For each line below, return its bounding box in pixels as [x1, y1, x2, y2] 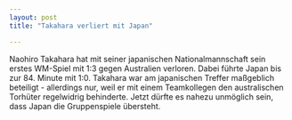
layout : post [9, 12, 58, 22]
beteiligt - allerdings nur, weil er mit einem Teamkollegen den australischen [9, 82, 284, 92]
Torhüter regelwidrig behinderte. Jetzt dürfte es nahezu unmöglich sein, [9, 91, 274, 102]
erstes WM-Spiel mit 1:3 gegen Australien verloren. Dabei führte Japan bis [9, 63, 282, 74]
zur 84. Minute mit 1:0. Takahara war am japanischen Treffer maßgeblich [9, 72, 274, 83]
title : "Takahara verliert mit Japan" [9, 21, 153, 30]
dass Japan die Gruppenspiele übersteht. [9, 100, 161, 111]
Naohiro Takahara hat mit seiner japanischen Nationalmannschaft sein [9, 53, 266, 64]
